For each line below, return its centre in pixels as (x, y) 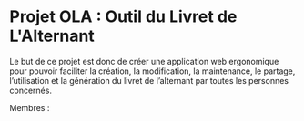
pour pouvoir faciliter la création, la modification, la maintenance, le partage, (152, 71)
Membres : (30, 107)
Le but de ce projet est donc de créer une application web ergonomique (144, 61)
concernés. (31, 90)
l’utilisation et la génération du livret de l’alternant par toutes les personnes (149, 80)
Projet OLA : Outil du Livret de (123, 17)
